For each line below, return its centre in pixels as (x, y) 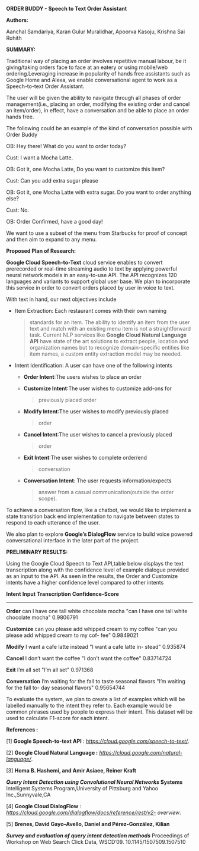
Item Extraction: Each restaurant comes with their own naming (91, 311)
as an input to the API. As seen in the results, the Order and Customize (92, 576)
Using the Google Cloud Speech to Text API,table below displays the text (95, 563)
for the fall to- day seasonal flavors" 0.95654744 (66, 687)
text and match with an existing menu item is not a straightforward (110, 329)
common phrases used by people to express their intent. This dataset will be (99, 712)
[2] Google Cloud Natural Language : (52, 753)
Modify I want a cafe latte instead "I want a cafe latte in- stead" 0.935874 (96, 647)
